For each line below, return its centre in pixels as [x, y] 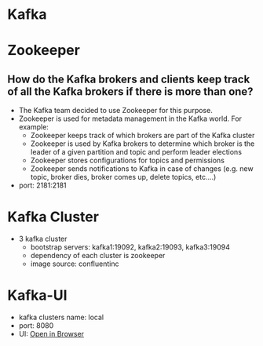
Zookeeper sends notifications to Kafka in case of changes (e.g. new [142, 169]
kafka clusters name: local [61, 317]
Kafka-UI [37, 295]
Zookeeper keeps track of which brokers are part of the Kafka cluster [142, 136]
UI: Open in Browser [51, 334]
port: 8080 [36, 326]
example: [33, 127]
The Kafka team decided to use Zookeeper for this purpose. [115, 111]
